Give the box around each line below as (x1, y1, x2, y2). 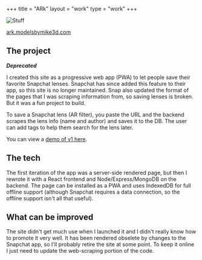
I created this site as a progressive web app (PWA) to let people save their (6, 74, 191, 81)
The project (6, 46, 51, 56)
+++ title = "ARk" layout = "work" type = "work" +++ (6, 5, 138, 12)
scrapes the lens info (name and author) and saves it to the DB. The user (6, 117, 187, 124)
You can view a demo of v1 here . (6, 135, 88, 142)
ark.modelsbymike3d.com (6, 28, 71, 36)
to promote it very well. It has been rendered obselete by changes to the (6, 235, 186, 242)
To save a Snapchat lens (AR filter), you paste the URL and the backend (6, 111, 184, 118)
